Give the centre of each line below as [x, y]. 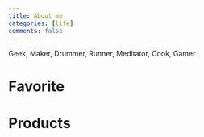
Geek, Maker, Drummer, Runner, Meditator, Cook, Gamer [102, 54]
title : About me [35, 16]
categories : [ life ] [41, 23]
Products [40, 123]
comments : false [35, 31]
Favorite [36, 86]
